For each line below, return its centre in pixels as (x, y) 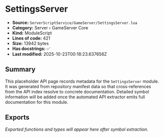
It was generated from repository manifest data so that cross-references (78, 86)
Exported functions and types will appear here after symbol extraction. (77, 129)
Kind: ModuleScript (32, 33)
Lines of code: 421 (31, 38)
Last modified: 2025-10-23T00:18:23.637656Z (59, 54)
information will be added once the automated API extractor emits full (75, 97)
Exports (17, 118)
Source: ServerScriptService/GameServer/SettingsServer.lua (75, 23)
